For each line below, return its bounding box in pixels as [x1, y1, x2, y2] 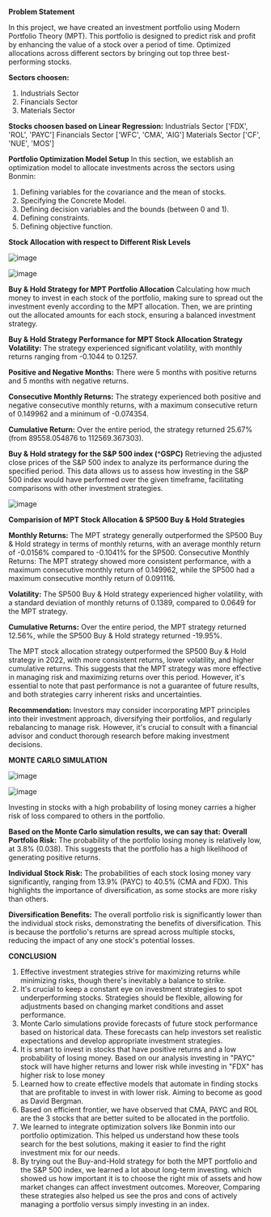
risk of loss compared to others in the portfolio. [8, 811, 166, 821]
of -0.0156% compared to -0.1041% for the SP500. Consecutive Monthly [8, 548, 250, 557]
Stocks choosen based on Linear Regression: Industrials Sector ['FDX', [8, 122, 248, 130]
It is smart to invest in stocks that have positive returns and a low [19, 1044, 237, 1054]
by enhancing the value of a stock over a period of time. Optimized [8, 40, 231, 49]
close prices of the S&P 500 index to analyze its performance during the [8, 458, 249, 467]
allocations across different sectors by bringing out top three [8, 49, 210, 58]
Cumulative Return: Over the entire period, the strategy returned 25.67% [8, 425, 253, 434]
